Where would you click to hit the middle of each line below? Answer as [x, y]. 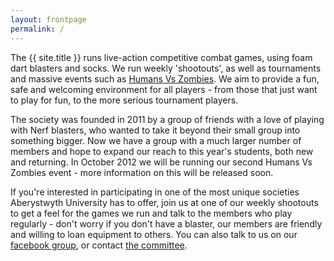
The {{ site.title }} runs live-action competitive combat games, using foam [161, 57]
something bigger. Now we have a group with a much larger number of [156, 140]
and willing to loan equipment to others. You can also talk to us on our [154, 234]
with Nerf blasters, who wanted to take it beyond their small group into [155, 130]
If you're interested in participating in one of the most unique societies [155, 192]
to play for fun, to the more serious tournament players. [124, 100]
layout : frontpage [48, 19]
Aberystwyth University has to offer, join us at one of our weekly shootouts [164, 202]
